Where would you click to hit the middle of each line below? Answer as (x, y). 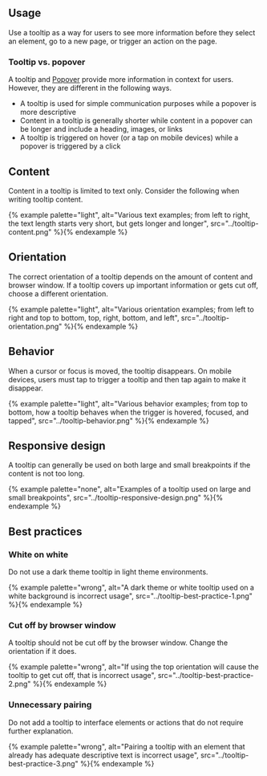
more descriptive (48, 112)
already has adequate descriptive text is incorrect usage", (103, 755)
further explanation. (41, 731)
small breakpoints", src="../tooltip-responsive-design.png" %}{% (116, 498)
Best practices (45, 531)
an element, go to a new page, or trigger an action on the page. (113, 41)
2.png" (20, 684)
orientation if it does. (42, 651)
